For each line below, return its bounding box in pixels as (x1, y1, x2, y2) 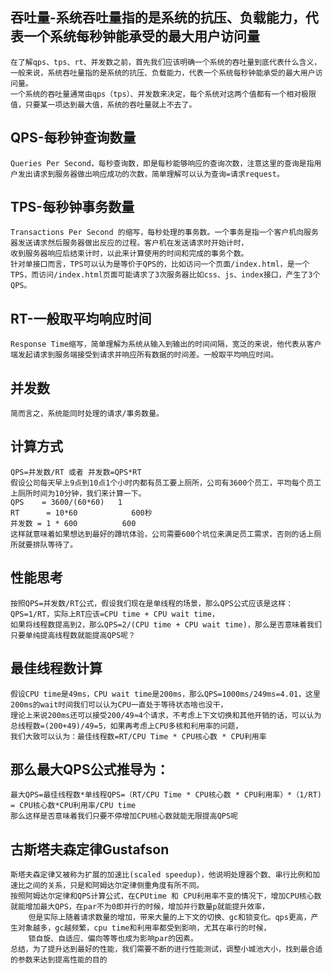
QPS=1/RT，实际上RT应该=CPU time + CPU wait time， (10, 609, 220, 619)
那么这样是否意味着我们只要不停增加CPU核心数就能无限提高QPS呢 (10, 811, 239, 822)
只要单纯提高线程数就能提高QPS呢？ (10, 630, 136, 640)
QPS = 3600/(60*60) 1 (10, 497, 123, 507)
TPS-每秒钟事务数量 (10, 199, 135, 216)
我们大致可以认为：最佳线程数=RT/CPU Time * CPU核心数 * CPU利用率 (10, 731, 267, 742)
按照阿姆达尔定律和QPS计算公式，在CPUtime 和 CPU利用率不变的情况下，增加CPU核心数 (10, 891, 322, 902)
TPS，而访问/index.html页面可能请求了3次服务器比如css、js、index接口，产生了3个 (10, 270, 321, 280)
